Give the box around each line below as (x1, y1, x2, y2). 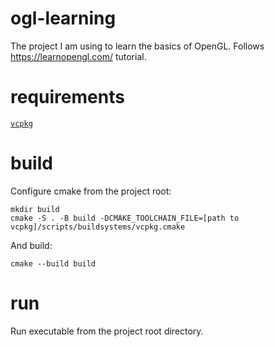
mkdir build (10, 204, 60, 214)
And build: (10, 239, 53, 251)
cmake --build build (10, 258, 97, 269)
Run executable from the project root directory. (10, 325, 204, 337)
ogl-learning (10, 7, 117, 30)
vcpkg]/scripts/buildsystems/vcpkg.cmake (10, 222, 186, 232)
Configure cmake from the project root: (10, 185, 172, 197)
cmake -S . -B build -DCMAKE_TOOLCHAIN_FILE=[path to (10, 213, 240, 223)
